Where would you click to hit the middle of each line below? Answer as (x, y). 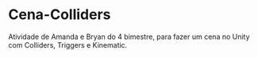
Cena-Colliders (60, 15)
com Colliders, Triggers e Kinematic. (68, 44)
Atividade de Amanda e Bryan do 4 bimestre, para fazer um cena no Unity (129, 37)
